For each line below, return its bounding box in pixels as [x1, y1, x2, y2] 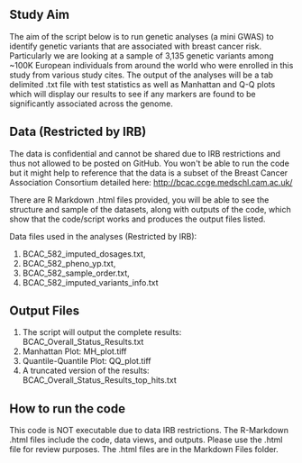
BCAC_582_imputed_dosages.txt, [22, 248, 146, 259]
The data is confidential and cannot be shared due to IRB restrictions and [9, 148, 281, 159]
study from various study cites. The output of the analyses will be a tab [9, 69, 273, 80]
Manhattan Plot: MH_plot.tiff [22, 346, 127, 357]
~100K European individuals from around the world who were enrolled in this [9, 59, 294, 70]
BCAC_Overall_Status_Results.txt [22, 337, 144, 348]
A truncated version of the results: [22, 365, 151, 377]
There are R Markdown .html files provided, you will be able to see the [9, 194, 270, 205]
